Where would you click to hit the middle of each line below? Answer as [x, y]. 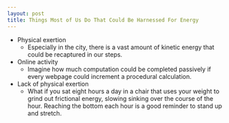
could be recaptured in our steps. [75, 54]
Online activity [38, 61]
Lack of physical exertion [53, 84]
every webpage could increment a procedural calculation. [109, 76]
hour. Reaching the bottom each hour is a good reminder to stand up [125, 106]
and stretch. [44, 113]
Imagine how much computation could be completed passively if [119, 69]
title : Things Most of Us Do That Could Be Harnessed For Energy [103, 20]
